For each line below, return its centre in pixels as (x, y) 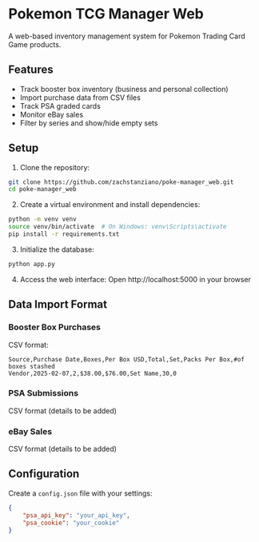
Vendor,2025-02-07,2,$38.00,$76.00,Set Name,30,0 (93, 373)
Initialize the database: (57, 249)
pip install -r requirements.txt (64, 234)
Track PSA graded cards (60, 106)
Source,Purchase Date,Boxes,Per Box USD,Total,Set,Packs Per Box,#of (127, 359)
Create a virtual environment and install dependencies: (110, 205)
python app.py (32, 264)
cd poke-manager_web (43, 189)
